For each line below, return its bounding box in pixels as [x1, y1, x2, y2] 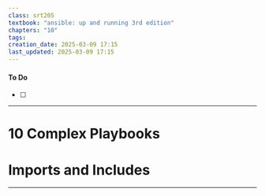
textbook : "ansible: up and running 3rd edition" [8, 19, 175, 27]
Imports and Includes [8, 161, 151, 179]
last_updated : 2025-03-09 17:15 [8, 48, 114, 56]
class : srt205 [8, 11, 55, 20]
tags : [8, 33, 26, 42]
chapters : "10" [8, 26, 58, 34]
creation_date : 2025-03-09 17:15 [8, 41, 118, 49]
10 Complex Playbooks [8, 125, 160, 142]
